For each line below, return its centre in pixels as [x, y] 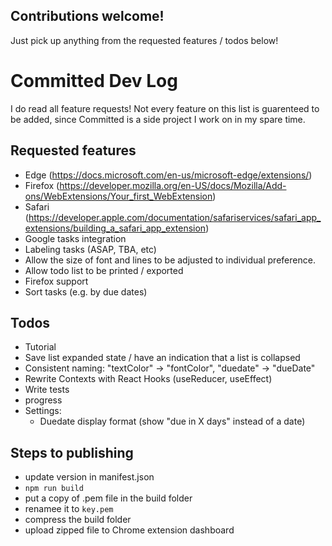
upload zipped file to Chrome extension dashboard [129, 530]
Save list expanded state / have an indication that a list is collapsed [162, 358]
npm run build [54, 489]
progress [43, 400]
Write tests [47, 390]
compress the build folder [78, 520]
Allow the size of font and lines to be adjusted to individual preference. [170, 260]
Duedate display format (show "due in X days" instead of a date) [172, 421]
